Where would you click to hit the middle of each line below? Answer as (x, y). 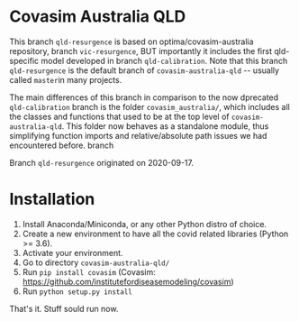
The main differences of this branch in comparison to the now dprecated (144, 97)
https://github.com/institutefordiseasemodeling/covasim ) (128, 281)
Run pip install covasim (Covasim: (89, 271)
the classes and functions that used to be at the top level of (119, 116)
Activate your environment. (72, 252)
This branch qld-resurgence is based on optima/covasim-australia (131, 41)
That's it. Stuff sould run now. (64, 308)
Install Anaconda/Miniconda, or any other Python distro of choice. (145, 224)
